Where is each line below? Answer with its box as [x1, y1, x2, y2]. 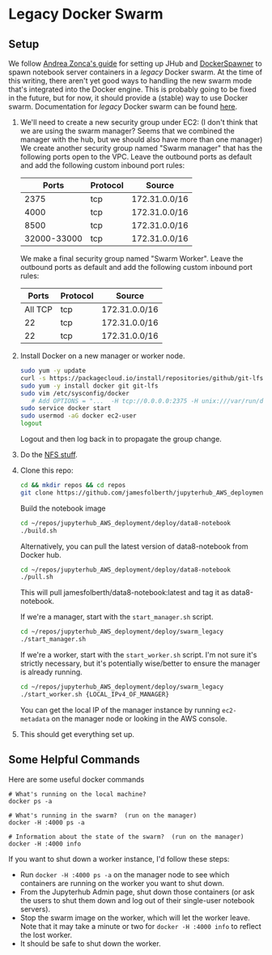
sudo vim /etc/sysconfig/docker [19, 389, 130, 397]
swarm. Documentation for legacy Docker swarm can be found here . [8, 102, 237, 111]
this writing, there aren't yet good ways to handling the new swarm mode [8, 76, 253, 85]
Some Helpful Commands [8, 753, 140, 767]
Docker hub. [19, 550, 62, 559]
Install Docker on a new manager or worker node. [19, 351, 185, 361]
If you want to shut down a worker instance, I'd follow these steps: [8, 854, 230, 863]
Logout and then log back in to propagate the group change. [19, 435, 223, 443]
